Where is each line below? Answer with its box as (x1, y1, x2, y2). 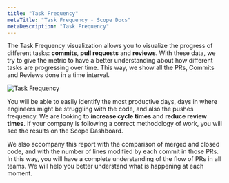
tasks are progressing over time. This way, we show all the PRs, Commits (7, 63, 215, 72)
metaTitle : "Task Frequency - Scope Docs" (7, 17, 131, 23)
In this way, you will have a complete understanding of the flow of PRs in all (7, 155, 221, 163)
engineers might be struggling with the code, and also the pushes (7, 105, 194, 114)
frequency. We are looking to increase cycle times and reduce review (7, 112, 207, 120)
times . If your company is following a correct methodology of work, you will (7, 120, 223, 128)
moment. (7, 169, 32, 177)
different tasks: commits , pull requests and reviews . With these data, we (7, 49, 216, 57)
